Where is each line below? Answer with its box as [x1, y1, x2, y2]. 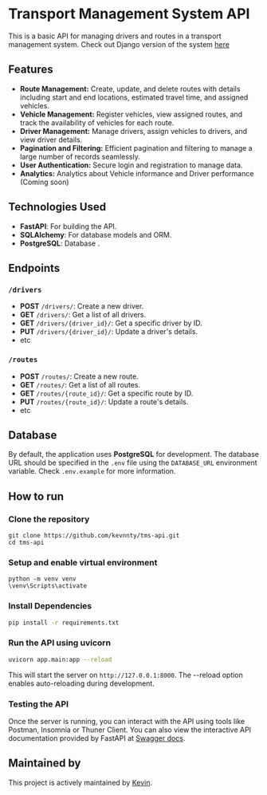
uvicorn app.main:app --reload [8, 655, 112, 663]
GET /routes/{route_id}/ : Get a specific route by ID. [19, 388, 194, 398]
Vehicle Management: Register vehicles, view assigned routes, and [19, 109, 243, 119]
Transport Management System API [8, 5, 250, 23]
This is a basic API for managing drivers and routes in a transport [8, 31, 222, 41]
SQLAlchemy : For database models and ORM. [19, 230, 172, 239]
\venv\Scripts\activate [8, 582, 88, 590]
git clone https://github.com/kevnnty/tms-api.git [8, 532, 180, 540]
